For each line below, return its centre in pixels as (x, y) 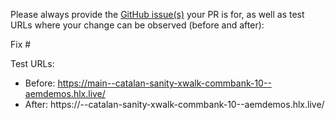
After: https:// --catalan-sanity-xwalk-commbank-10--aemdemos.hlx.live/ (174, 104)
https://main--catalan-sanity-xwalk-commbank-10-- (164, 83)
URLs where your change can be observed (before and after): (137, 25)
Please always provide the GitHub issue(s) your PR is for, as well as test (157, 14)
